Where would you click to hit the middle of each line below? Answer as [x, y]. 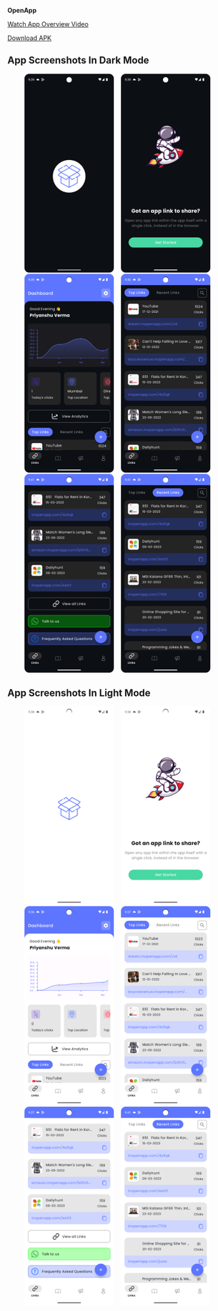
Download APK [30, 38]
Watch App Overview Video [48, 24]
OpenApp [22, 10]
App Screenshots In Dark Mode [78, 60]
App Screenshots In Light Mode [79, 693]
